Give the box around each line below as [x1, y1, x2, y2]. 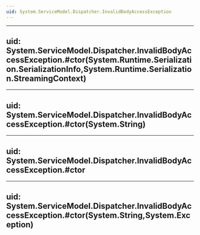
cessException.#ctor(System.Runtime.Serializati [6, 55, 192, 65]
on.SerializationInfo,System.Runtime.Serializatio [6, 64, 192, 74]
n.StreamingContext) [6, 74, 86, 84]
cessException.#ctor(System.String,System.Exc [6, 211, 190, 221]
